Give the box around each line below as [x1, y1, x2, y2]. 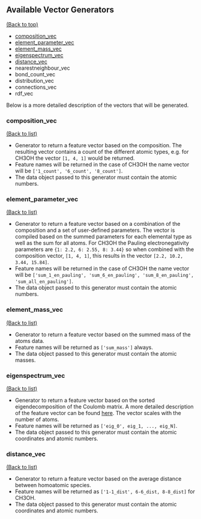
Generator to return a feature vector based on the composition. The [14, 142, 182, 149]
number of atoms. [14, 416, 59, 423]
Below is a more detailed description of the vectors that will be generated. [6, 102, 189, 109]
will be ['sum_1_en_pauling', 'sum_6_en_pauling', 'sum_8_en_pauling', [14, 272, 194, 279]
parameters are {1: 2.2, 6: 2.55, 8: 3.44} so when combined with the [14, 246, 194, 253]
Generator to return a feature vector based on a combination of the [14, 220, 181, 228]
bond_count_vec [14, 70, 56, 77]
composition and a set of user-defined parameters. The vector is [14, 226, 175, 234]
